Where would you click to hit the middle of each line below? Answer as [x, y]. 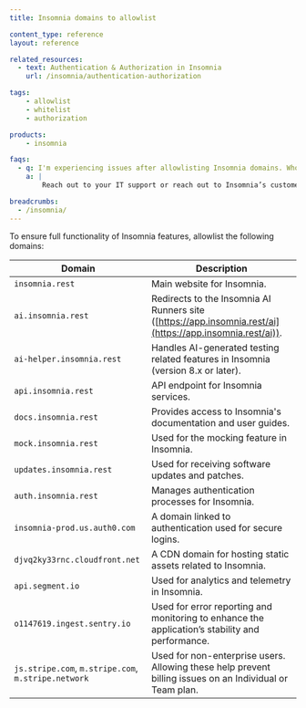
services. [171, 396]
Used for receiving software [211, 463]
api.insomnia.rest [54, 390]
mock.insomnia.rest [56, 443]
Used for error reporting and [212, 606]
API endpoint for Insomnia [207, 385]
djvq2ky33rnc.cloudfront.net [77, 559]
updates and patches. [198, 475]
